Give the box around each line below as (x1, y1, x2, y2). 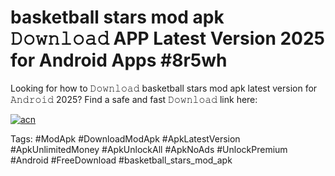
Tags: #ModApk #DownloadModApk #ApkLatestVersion (10, 132, 241, 145)
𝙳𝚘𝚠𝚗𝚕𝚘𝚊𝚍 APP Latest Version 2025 (10, 27, 326, 50)
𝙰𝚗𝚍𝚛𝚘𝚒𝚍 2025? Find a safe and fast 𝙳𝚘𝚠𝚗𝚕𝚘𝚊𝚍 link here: (10, 93, 258, 105)
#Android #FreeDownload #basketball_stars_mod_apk (10, 154, 233, 166)
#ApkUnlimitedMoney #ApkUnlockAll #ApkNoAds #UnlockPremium (10, 143, 288, 155)
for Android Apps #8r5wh (10, 49, 228, 72)
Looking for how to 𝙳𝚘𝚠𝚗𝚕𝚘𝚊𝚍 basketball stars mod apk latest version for (10, 82, 318, 94)
